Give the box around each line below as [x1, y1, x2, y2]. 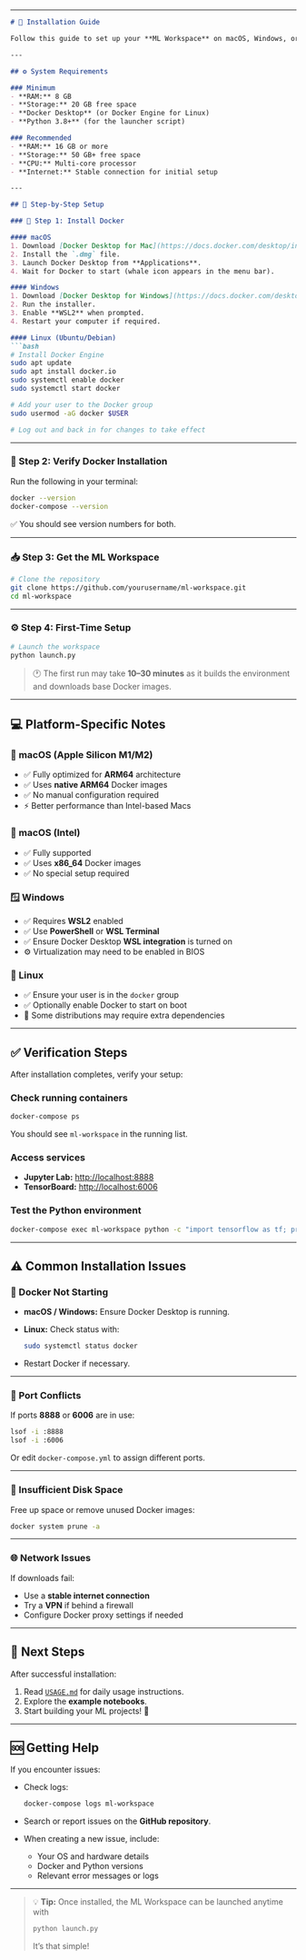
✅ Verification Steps [10, 1045, 128, 1060]
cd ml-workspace [10, 592, 72, 601]
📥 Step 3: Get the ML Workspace [10, 551, 160, 563]
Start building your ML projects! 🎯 [23, 1705, 150, 1716]
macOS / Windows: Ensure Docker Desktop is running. [23, 1307, 231, 1318]
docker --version [10, 493, 76, 502]
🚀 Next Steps [10, 1645, 85, 1660]
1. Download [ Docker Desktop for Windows [10, 292, 170, 301]
